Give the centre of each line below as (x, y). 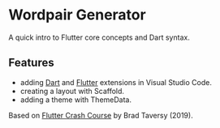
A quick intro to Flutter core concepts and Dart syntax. (99, 37)
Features (31, 63)
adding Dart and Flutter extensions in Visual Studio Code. (116, 82)
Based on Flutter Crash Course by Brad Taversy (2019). (101, 115)
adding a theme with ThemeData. (76, 100)
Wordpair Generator (77, 15)
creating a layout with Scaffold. (72, 91)
